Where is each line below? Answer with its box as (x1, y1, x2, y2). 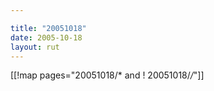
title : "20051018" (10, 23, 87, 33)
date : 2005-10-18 (10, 32, 83, 43)
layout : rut (10, 42, 60, 52)
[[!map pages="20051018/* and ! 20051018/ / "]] (10, 69, 205, 81)
